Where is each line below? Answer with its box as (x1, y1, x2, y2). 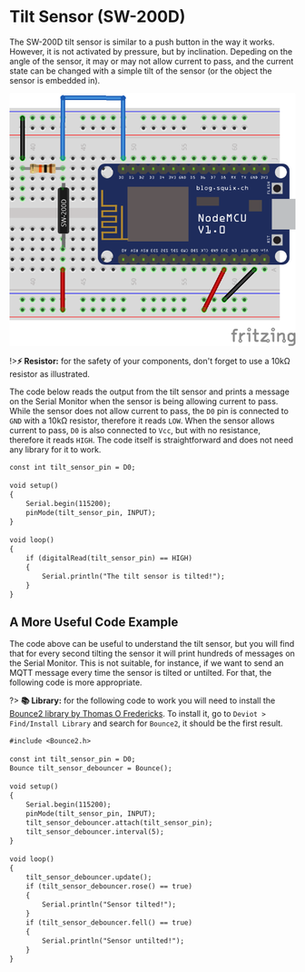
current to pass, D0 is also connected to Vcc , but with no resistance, (9, 424, 261, 435)
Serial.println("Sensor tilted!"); (42, 900, 177, 909)
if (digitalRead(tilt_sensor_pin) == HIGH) (25, 553, 193, 562)
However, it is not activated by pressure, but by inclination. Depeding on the (9, 45, 293, 56)
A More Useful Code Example (9, 615, 179, 630)
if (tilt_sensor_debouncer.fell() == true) (25, 918, 193, 927)
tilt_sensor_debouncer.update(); (25, 873, 152, 882)
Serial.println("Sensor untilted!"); (42, 937, 184, 946)
